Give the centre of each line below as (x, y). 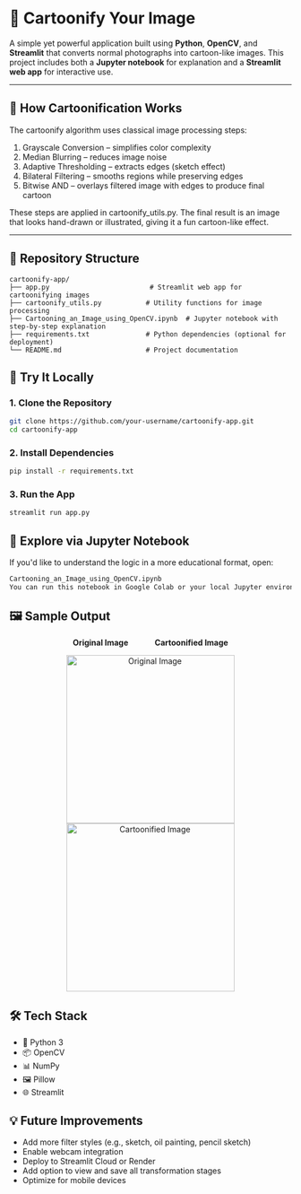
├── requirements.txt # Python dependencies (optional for (148, 334)
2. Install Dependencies (62, 452)
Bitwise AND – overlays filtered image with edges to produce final (143, 185)
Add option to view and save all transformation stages (122, 1171)
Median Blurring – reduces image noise (95, 157)
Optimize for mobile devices (74, 1181)
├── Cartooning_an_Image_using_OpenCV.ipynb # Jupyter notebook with (144, 318)
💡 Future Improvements (76, 1120)
